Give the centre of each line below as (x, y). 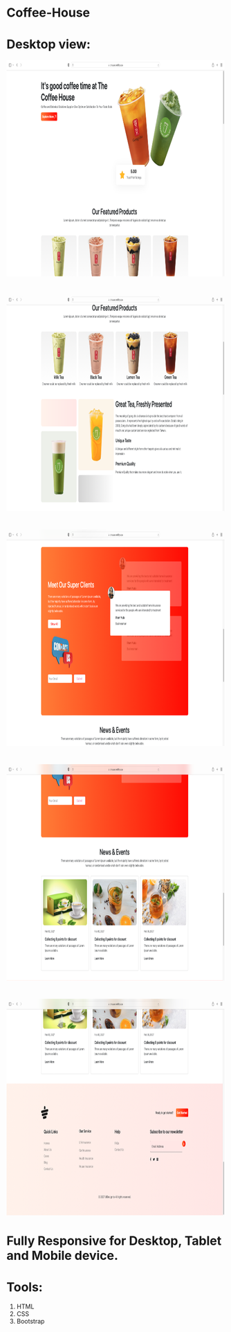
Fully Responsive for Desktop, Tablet (114, 1241)
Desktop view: (49, 45)
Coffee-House (48, 13)
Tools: (25, 1287)
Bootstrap (30, 1321)
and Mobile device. (63, 1256)
